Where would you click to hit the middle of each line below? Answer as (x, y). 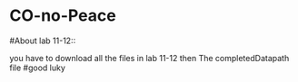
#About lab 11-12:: (43, 41)
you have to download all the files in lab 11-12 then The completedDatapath (149, 58)
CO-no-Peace (63, 16)
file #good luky (38, 68)
